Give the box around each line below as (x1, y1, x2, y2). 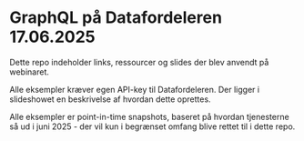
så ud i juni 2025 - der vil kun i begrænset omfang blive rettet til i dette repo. (9, 121, 296, 132)
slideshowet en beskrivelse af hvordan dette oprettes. (9, 94, 211, 105)
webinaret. (9, 66, 50, 77)
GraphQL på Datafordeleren (9, 7, 223, 28)
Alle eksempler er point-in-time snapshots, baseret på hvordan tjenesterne (9, 111, 289, 122)
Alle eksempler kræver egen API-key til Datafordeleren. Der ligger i (9, 84, 260, 95)
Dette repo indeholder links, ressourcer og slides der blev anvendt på (9, 56, 269, 67)
